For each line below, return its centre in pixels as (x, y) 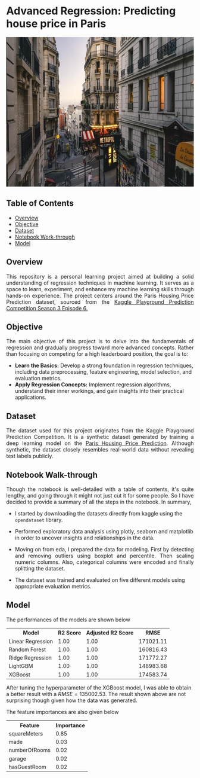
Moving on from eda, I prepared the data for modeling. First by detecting (104, 549)
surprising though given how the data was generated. (72, 700)
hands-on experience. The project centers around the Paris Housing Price (100, 295)
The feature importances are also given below (62, 712)
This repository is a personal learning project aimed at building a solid (100, 276)
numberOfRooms (29, 750)
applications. (30, 397)
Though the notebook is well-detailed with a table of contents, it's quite (100, 489)
